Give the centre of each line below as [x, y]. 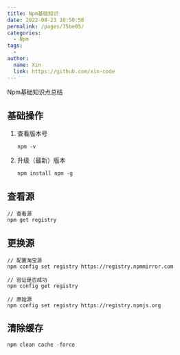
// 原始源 [20, 299]
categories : [24, 33]
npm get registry [32, 220]
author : [18, 59]
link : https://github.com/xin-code [64, 71]
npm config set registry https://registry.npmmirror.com [90, 267]
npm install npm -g [45, 173]
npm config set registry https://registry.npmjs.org [84, 305]
